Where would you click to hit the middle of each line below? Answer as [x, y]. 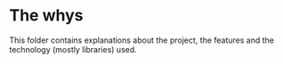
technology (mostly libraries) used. [73, 49]
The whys [46, 16]
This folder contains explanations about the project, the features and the [141, 40]
